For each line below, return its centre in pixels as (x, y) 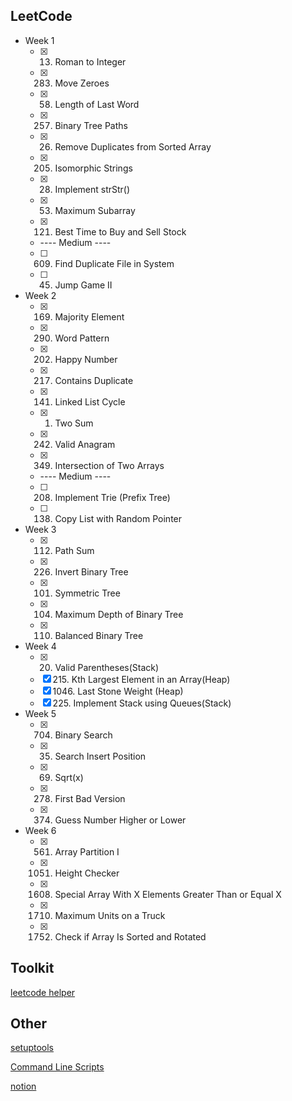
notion (23, 1086)
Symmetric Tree (87, 593)
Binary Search (83, 735)
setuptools (32, 1048)
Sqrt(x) (69, 777)
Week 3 (40, 529)
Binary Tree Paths (91, 125)
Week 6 (40, 830)
